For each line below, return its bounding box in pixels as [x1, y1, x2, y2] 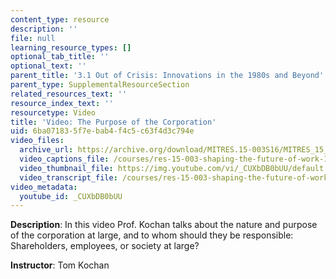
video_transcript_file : [19, 172, 118, 183]
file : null [10, 33, 56, 43]
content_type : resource [10, 14, 110, 25]
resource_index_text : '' [10, 98, 114, 108]
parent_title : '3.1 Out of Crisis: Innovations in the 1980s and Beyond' [10, 71, 325, 81]
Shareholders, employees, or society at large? [10, 240, 200, 252]
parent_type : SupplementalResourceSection [10, 80, 190, 90]
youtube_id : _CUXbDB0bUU [19, 191, 123, 201]
